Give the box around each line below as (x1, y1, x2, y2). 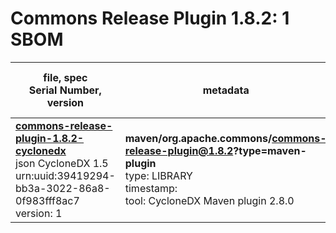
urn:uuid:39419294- (15, 168, 116, 182)
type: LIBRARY (124, 168, 193, 182)
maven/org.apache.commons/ (124, 131, 273, 145)
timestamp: (124, 181, 178, 195)
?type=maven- (233, 143, 307, 157)
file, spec (43, 70, 88, 84)
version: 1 (15, 206, 63, 220)
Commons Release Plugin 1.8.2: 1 (10, 7, 290, 30)
